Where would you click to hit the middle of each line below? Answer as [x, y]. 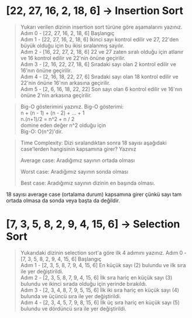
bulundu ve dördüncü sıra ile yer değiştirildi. [73, 309]
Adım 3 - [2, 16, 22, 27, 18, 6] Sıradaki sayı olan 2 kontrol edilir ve [98, 64]
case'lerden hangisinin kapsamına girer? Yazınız [78, 149]
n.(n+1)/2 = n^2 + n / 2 [47, 119]
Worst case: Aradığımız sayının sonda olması [74, 171]
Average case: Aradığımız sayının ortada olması [78, 160]
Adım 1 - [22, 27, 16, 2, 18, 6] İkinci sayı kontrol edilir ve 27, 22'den [100, 39]
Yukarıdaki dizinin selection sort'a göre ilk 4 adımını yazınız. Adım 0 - [104, 253]
